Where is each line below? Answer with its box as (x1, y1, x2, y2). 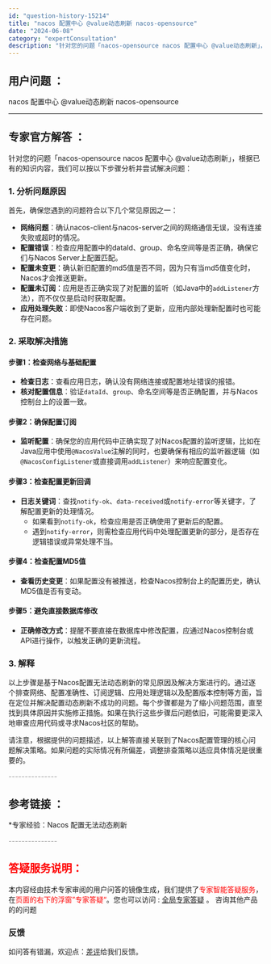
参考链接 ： (8, 797, 65, 810)
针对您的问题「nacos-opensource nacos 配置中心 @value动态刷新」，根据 (8, 153, 253, 162)
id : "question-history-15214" (8, 11, 110, 20)
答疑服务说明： (8, 861, 83, 875)
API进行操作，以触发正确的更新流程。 (19, 635, 145, 645)
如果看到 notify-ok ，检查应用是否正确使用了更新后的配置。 (31, 516, 228, 526)
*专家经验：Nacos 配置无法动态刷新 (8, 820, 127, 830)
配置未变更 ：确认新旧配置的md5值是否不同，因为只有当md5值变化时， (19, 263, 256, 273)
